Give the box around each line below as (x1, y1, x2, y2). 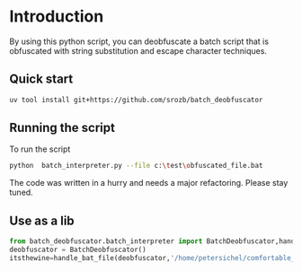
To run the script (9, 144, 71, 154)
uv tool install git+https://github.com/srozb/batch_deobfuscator (9, 95, 263, 104)
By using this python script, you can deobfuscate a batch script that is (9, 36, 270, 47)
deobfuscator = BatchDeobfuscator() (9, 245, 147, 254)
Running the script (9, 120, 115, 135)
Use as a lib (9, 213, 75, 228)
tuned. (9, 187, 33, 198)
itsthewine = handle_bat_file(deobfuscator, (9, 253, 171, 262)
